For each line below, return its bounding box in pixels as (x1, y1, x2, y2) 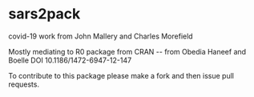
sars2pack (8, 5, 81, 23)
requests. (8, 79, 40, 89)
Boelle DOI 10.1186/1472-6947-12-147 (8, 55, 132, 65)
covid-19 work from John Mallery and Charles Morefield (8, 31, 194, 41)
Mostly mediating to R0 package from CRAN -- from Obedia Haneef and (8, 46, 247, 56)
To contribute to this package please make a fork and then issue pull (8, 71, 235, 80)
